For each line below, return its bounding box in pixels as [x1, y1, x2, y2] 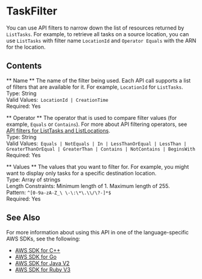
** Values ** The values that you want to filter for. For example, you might [6, 163, 189, 170]
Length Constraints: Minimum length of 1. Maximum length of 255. [6, 182, 170, 189]
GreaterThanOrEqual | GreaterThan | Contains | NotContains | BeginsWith [6, 146, 196, 152]
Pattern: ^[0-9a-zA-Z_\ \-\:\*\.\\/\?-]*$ [6, 189, 112, 196]
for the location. [6, 43, 46, 51]
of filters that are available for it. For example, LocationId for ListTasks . [6, 83, 183, 90]
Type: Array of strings [6, 176, 61, 183]
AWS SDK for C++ [14, 246, 60, 254]
